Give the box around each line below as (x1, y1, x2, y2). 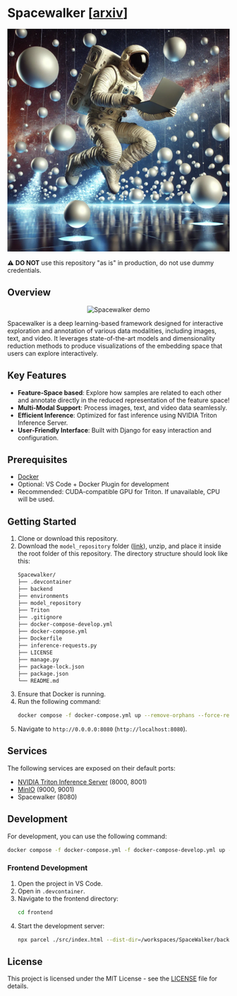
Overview (7, 286, 51, 298)
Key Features (7, 370, 67, 382)
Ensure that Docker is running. (17, 690, 106, 698)
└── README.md (17, 677, 59, 685)
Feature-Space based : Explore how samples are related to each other (17, 388, 222, 397)
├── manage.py (17, 656, 59, 664)
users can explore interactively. (7, 348, 99, 358)
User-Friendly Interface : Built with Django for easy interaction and (17, 426, 212, 434)
